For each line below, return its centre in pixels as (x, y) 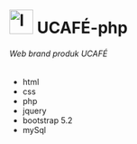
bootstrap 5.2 (47, 120)
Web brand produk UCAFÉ (59, 53)
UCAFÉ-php (82, 28)
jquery (34, 110)
